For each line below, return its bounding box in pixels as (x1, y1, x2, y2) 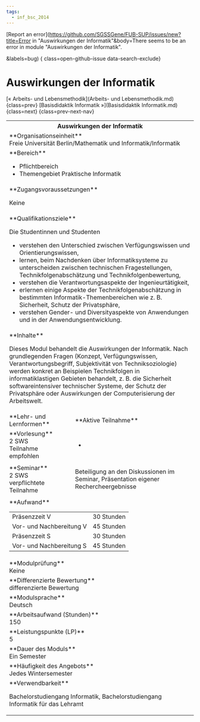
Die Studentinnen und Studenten (9, 228, 101, 236)
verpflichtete (9, 479, 45, 487)
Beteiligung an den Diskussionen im (75, 468, 175, 476)
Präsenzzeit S (12, 532, 51, 540)
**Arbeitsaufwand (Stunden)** (9, 611, 99, 619)
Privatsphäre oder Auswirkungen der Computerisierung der (9, 390, 176, 398)
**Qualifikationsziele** (9, 214, 76, 223)
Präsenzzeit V (12, 513, 51, 521)
